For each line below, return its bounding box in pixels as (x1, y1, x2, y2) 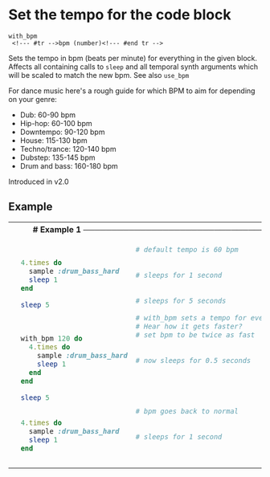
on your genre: (8, 94, 58, 104)
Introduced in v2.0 (8, 177, 70, 186)
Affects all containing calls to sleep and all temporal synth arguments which (8, 62, 259, 71)
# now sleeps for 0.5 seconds (135, 356, 252, 365)
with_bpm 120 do (20, 334, 83, 343)
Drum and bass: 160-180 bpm (19, 161, 118, 170)
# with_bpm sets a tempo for (135, 313, 247, 322)
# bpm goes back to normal (135, 407, 239, 416)
